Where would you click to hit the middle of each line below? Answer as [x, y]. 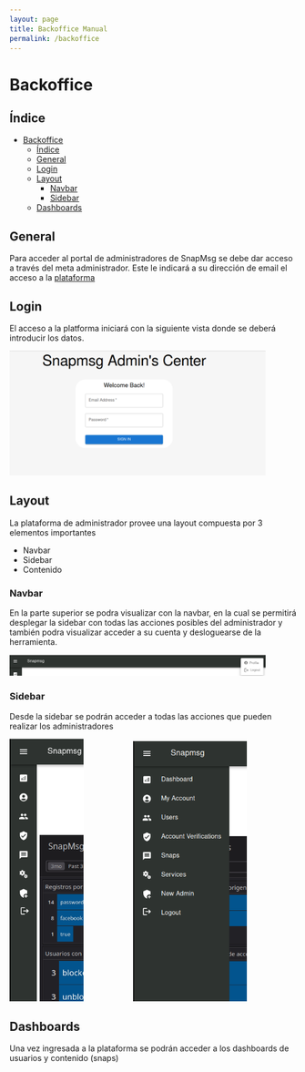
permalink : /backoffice [55, 38]
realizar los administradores [61, 726]
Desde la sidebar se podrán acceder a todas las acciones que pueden [141, 716]
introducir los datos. [47, 338]
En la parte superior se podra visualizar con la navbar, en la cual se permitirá [153, 613]
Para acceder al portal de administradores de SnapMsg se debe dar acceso [151, 259]
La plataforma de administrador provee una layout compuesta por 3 [136, 523]
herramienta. [33, 641]
